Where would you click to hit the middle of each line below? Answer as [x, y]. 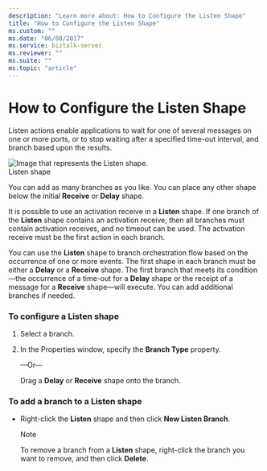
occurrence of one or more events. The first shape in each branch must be [132, 261]
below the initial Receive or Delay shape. [76, 196]
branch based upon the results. [60, 147]
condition [242, 270]
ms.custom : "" [32, 31]
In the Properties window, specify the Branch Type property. [120, 349]
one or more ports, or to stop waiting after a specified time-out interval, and [133, 138]
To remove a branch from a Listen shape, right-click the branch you [132, 450]
